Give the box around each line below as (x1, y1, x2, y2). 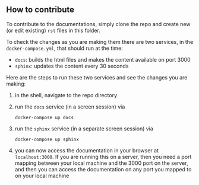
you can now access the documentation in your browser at (14, 146, 159, 154)
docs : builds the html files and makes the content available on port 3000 (14, 56, 191, 63)
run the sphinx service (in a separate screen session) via (14, 125, 153, 132)
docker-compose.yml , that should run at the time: (6, 44, 123, 52)
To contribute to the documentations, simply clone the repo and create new (6, 20, 191, 27)
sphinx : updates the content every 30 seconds (14, 62, 129, 69)
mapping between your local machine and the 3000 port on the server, (14, 160, 188, 167)
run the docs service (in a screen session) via (14, 103, 125, 110)
